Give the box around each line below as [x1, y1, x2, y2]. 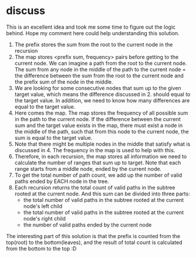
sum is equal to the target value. [14, 134, 93, 141]
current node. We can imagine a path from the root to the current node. [14, 60, 187, 67]
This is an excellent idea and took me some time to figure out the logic [6, 23, 176, 30]
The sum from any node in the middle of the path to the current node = [14, 66, 186, 73]
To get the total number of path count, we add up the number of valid [14, 171, 183, 178]
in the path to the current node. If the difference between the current [14, 115, 181, 122]
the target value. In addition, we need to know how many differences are [14, 97, 190, 104]
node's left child [23, 202, 63, 209]
